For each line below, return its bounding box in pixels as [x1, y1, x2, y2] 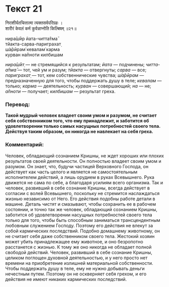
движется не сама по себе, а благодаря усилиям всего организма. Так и [5, 179, 163, 185]
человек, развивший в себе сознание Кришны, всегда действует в [5, 185, 150, 191]
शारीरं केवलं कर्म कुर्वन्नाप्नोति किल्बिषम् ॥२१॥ [5, 25, 77, 31]
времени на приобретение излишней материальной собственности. [5, 260, 153, 266]
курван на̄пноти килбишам [5, 52, 63, 58]
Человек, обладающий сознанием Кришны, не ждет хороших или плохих [5, 153, 164, 159]
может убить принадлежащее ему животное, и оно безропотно [5, 238, 143, 245]
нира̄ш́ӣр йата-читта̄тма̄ [5, 35, 58, 41]
